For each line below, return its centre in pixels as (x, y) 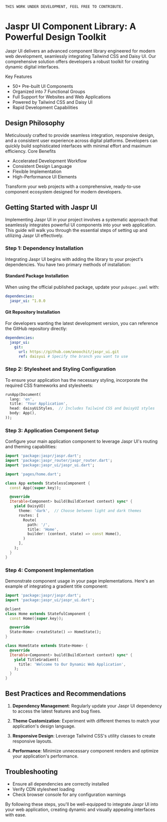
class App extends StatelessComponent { (48, 483)
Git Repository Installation (33, 312)
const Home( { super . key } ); (37, 618)
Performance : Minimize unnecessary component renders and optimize (85, 751)
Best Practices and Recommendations (66, 694)
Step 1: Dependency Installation (44, 248)
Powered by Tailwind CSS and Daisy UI (52, 102)
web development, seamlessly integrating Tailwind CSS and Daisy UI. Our (81, 56)
